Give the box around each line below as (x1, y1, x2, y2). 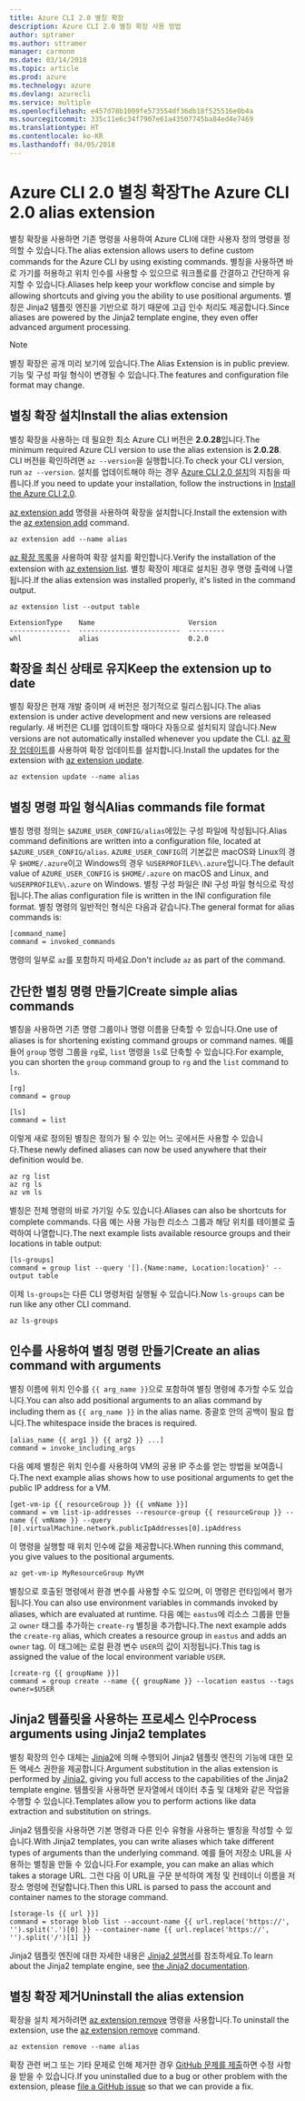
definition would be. (9, 1154, 84, 1165)
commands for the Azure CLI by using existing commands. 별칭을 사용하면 (9, 256, 284, 266)
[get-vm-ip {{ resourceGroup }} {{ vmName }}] (9, 1500, 189, 1509)
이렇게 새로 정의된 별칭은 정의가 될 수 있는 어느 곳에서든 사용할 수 (9, 1132, 239, 1143)
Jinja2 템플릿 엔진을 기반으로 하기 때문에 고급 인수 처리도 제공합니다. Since (25, 301, 290, 312)
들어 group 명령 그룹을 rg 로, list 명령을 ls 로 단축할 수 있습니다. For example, (9, 1046, 284, 1057)
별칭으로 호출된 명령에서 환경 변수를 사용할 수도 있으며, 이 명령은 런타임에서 (9, 1585, 276, 1596)
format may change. (9, 379, 85, 390)
